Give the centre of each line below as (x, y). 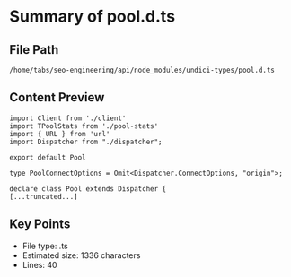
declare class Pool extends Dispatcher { (88, 189)
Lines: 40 (40, 264)
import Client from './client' (68, 118)
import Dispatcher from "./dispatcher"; (86, 142)
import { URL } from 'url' (60, 134)
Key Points (40, 225)
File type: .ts (45, 246)
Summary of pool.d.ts (93, 17)
